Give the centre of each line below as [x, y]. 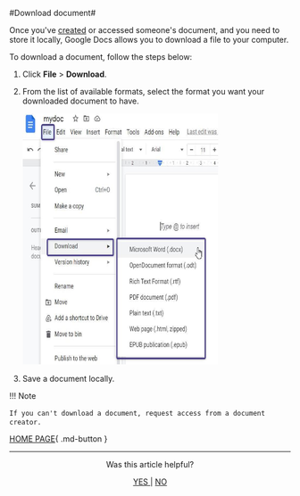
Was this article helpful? [150, 464]
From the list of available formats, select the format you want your [143, 91]
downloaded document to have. [81, 101]
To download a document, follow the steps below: [101, 57]
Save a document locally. [68, 379]
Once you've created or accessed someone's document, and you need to [145, 30]
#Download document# [53, 13]
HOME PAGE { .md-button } [58, 439]
